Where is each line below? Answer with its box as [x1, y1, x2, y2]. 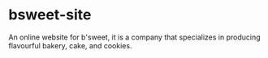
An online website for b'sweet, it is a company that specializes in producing [8, 32, 261, 42]
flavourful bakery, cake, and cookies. [8, 40, 132, 50]
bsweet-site [8, 6, 92, 24]
